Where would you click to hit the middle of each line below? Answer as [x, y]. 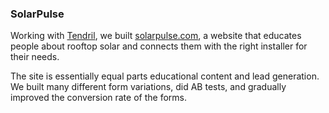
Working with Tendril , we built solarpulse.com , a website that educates [156, 36]
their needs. [35, 57]
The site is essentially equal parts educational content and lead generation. [165, 76]
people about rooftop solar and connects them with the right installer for [159, 46]
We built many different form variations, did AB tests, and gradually [148, 87]
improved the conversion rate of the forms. [98, 98]
